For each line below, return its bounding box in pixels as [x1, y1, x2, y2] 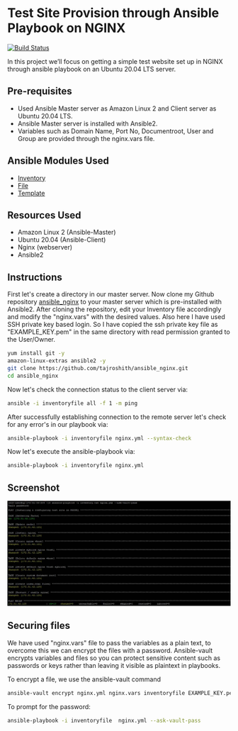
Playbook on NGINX [7, 20, 126, 36]
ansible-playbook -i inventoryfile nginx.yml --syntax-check [7, 435, 192, 442]
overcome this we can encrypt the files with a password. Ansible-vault [7, 646, 213, 654]
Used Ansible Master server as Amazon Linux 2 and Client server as [17, 104, 217, 113]
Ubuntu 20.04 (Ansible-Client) [17, 235, 106, 244]
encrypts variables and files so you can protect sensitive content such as [7, 654, 221, 662]
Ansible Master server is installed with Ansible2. [17, 119, 158, 128]
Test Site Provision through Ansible [7, 5, 220, 21]
